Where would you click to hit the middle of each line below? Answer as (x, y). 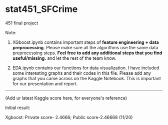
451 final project (22, 23)
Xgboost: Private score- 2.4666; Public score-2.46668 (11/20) (69, 117)
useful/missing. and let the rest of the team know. (64, 58)
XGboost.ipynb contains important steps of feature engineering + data (85, 42)
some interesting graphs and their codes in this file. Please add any (82, 73)
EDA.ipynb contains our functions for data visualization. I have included (86, 68)
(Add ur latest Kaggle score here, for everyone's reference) (66, 98)
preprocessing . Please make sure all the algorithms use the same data (85, 47)
